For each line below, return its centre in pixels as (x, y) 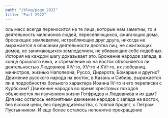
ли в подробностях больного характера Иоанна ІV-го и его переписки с (83, 83)
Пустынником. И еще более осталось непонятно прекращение (74, 110)
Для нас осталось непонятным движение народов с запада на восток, (82, 99)
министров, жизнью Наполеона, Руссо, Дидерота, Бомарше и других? (82, 72)
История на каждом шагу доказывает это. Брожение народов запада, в (83, 56)
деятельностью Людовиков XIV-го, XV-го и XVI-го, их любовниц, (76, 67)
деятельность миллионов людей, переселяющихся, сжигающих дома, (82, 34)
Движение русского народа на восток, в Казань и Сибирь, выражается (83, 77)
